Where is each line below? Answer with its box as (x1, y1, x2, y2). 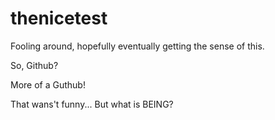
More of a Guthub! (10, 78, 86, 91)
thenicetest (10, 7, 108, 30)
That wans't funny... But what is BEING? (10, 98, 174, 110)
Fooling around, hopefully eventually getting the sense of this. (10, 40, 265, 52)
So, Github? (10, 59, 59, 71)
